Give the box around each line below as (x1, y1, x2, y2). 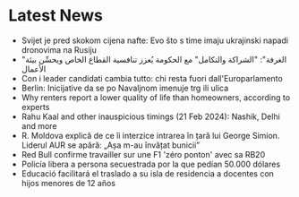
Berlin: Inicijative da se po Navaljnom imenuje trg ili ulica (21, 82, 229, 93)
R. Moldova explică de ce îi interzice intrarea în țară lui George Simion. (21, 130, 280, 141)
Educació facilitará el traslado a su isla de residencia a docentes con (21, 167, 275, 179)
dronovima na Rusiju (21, 44, 98, 55)
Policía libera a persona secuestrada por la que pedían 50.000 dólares (21, 158, 281, 169)
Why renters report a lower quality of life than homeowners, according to (21, 91, 291, 103)
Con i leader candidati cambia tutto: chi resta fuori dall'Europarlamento (21, 73, 283, 83)
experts (21, 101, 50, 112)
